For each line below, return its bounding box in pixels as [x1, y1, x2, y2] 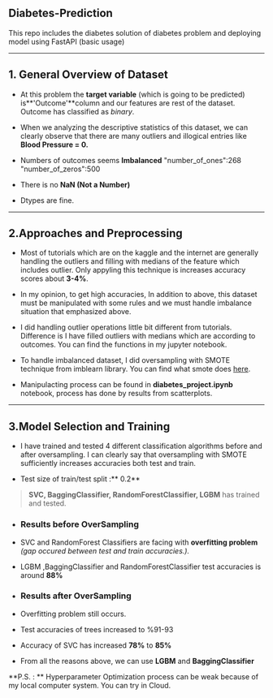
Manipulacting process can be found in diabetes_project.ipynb [19, 380, 233, 390]
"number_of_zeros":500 [19, 164, 101, 174]
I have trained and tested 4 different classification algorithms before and [19, 442, 262, 451]
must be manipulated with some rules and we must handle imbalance [19, 298, 252, 308]
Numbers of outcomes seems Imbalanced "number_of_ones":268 [19, 155, 242, 165]
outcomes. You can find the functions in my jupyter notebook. [19, 340, 227, 350]
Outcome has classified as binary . [19, 106, 135, 116]
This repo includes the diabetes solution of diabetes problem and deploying [8, 28, 262, 37]
